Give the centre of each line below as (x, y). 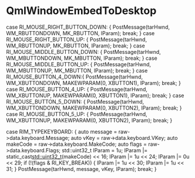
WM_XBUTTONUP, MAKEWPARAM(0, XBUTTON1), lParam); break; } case (95, 95)
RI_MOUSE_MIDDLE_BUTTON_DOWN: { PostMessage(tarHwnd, (84, 52)
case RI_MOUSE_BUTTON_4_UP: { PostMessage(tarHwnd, (77, 89)
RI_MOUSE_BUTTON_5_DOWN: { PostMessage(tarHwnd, (75, 101)
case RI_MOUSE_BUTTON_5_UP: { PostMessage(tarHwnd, (77, 114)
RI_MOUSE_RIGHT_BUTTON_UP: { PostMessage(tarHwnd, (77, 39)
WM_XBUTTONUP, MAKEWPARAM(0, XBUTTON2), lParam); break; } (89, 120)
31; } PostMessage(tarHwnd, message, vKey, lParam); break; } (81, 169)
